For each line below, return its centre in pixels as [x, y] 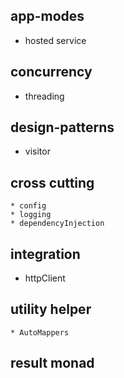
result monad [52, 363]
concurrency [51, 72]
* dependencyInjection [57, 224]
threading [44, 96]
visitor [37, 151]
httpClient [45, 278]
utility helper [51, 309]
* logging [31, 215]
